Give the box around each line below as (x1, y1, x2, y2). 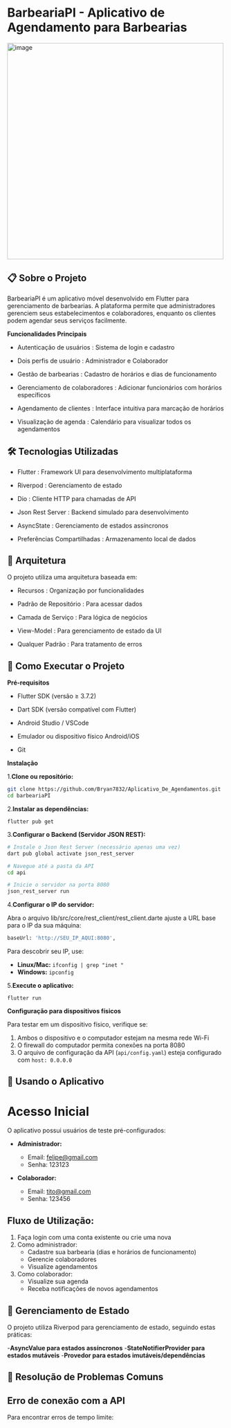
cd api (7, 869, 26, 876)
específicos (17, 390, 50, 399)
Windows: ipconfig (17, 968, 74, 977)
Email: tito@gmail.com (27, 1187, 91, 1195)
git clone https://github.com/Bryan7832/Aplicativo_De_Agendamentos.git (7, 786, 221, 793)
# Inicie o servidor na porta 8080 (7, 881, 110, 889)
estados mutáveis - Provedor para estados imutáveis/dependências (7, 1351, 205, 1359)
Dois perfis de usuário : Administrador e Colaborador (17, 356, 168, 365)
